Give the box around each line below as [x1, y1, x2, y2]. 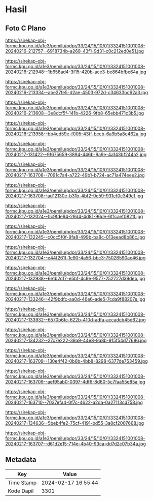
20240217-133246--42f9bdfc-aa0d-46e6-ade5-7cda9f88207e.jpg [5, 296, 145, 302]
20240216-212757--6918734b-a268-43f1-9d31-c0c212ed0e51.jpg [5, 48, 144, 54]
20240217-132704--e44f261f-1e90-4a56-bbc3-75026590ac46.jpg [5, 255, 146, 260]
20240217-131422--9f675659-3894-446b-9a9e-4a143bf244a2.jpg [5, 152, 147, 157]
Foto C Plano [5, 24, 46, 33]
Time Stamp [8, 479, 37, 486]
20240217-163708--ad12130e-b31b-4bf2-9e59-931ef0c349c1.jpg [5, 193, 143, 199]
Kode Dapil [8, 487, 34, 494]
